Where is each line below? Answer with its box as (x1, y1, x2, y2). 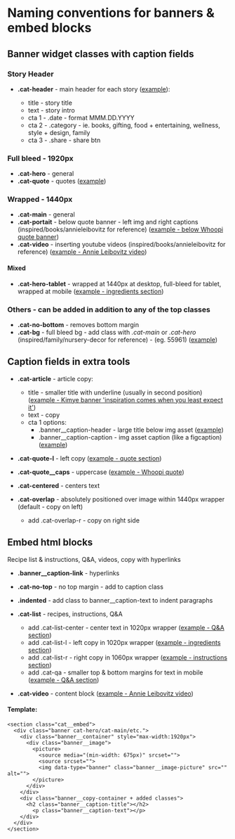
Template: (7, 705, 38, 714)
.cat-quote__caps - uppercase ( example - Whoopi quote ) (17, 468, 184, 476)
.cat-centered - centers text (17, 481, 100, 489)
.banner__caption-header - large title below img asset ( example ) (38, 425, 224, 434)
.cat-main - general (17, 210, 75, 219)
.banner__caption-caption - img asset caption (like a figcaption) (38, 433, 222, 441)
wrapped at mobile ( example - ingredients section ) (17, 287, 164, 295)
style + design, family (27, 128, 90, 136)
